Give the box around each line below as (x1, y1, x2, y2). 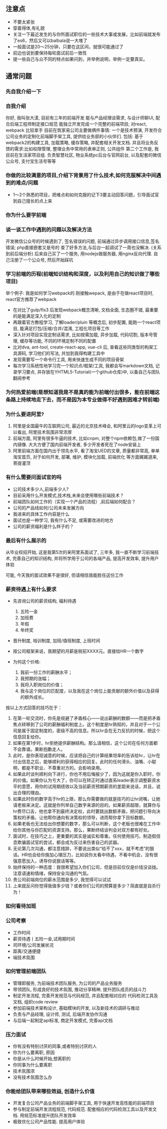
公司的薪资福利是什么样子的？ (12, 523, 74, 529)
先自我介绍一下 (5, 88, 42, 95)
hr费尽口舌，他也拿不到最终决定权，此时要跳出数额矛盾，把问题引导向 (12, 808, 157, 814)
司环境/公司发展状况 (12, 942, 54, 948)
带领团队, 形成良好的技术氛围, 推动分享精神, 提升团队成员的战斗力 (12, 986, 147, 992)
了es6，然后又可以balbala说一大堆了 (12, 37, 88, 43)
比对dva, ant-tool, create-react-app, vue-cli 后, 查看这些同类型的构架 (12, 344, 154, 350)
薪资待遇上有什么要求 (5, 585, 56, 592)
